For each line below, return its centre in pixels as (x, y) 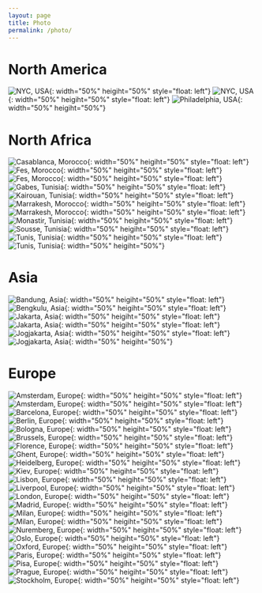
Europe (32, 374)
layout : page (30, 15)
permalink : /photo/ (40, 30)
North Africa (50, 140)
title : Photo (30, 23)
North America (58, 69)
